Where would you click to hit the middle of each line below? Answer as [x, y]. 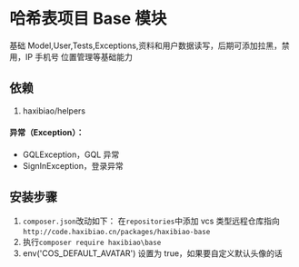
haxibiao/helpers [54, 111]
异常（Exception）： [47, 133]
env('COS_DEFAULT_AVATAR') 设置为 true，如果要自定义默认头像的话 [153, 253]
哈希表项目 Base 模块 [88, 19]
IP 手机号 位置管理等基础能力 [79, 56]
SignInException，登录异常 [73, 165]
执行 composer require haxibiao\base [92, 242]
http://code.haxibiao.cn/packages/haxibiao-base [116, 232]
